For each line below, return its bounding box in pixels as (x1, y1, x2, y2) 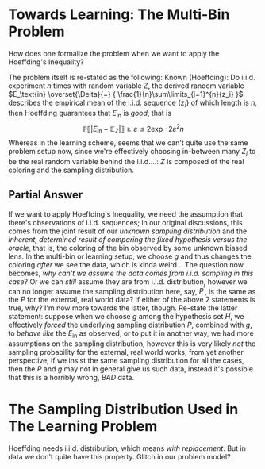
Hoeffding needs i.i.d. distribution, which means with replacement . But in (8, 443, 246, 453)
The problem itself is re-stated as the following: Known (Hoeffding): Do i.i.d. (8, 72, 255, 82)
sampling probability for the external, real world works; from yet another (8, 348, 244, 357)
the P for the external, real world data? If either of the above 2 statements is (8, 295, 255, 305)
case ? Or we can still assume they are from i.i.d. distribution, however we (8, 276, 248, 286)
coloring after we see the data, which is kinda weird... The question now (8, 259, 244, 269)
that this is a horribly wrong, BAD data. (8, 373, 135, 383)
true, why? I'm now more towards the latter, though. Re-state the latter (8, 303, 238, 313)
